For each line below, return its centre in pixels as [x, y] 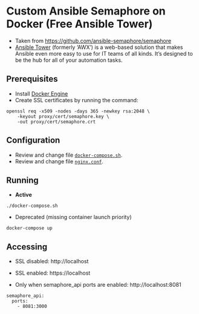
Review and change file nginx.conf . [59, 161]
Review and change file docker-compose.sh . [69, 155]
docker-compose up [29, 228]
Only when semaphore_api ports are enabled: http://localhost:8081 [98, 285]
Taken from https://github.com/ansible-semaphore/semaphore [93, 41]
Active [23, 195]
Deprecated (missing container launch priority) [73, 217]
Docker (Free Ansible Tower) [80, 24]
